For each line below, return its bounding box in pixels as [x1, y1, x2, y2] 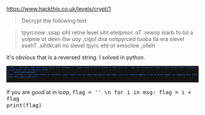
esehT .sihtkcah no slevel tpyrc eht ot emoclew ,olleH [21, 42, 156, 49]
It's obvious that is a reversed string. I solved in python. [6, 54, 146, 61]
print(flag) [6, 102, 42, 109]
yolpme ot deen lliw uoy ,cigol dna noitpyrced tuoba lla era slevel [21, 35, 185, 42]
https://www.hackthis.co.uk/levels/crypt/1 [6, 6, 111, 12]
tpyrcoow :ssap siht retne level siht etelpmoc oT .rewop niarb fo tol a [21, 29, 193, 36]
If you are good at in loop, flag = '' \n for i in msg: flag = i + [6, 89, 192, 96]
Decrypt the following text [21, 17, 87, 24]
